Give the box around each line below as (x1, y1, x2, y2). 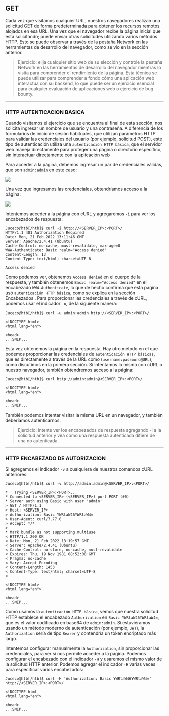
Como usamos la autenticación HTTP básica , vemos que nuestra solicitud (5, 609, 158, 615)
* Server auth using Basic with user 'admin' (5, 499, 102, 504)
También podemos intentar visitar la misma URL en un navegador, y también (5, 412, 163, 418)
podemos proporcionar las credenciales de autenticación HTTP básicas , (5, 351, 155, 357)
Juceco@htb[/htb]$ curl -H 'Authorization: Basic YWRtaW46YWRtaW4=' (5, 676, 152, 681)
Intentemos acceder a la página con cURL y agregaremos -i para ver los (5, 211, 156, 217)
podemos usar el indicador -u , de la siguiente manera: (5, 301, 117, 307)
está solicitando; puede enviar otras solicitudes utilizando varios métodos (5, 33, 158, 39)
